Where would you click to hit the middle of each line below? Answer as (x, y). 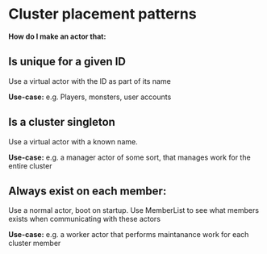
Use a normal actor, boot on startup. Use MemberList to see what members (134, 210)
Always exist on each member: (88, 191)
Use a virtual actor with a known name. (73, 141)
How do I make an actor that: (57, 36)
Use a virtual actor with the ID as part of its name (90, 81)
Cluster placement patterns (102, 14)
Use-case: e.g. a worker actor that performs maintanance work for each (129, 235)
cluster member (35, 244)
